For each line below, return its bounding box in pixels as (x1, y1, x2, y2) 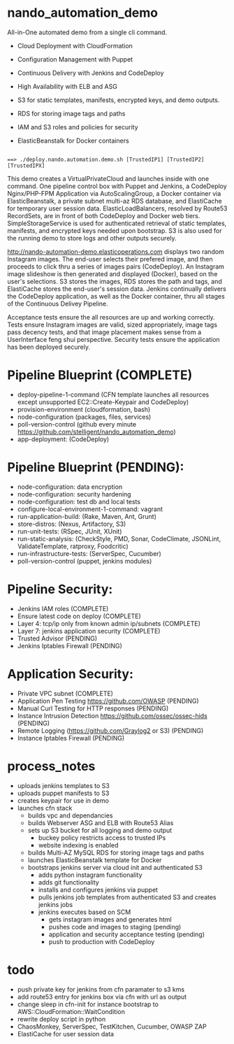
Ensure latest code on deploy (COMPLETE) (17, 612, 141, 620)
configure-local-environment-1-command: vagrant (17, 505, 163, 513)
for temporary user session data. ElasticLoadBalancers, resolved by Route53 (7, 204, 228, 213)
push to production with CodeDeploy (48, 937, 155, 945)
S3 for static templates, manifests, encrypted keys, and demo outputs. (17, 96, 220, 104)
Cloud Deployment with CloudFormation (17, 41, 133, 50)
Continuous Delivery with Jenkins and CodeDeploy (17, 69, 164, 77)
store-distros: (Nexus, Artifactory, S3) (17, 520, 126, 528)
